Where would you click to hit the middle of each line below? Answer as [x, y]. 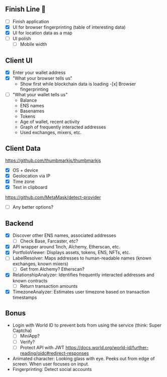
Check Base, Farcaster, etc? [49, 241]
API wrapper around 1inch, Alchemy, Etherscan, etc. [66, 247]
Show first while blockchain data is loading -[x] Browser [78, 84]
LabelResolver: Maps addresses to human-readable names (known [82, 258]
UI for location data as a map [43, 33]
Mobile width [33, 44]
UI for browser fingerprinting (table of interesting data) [69, 27]
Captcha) [22, 331]
